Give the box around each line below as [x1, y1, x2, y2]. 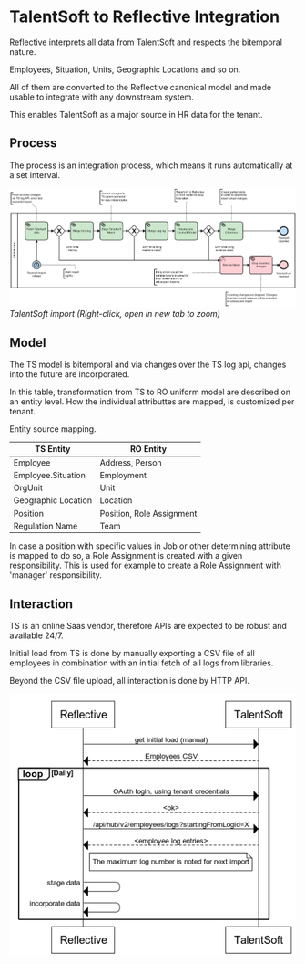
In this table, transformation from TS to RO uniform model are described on [9, 386, 291, 397]
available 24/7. [9, 630, 64, 641]
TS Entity [35, 444, 71, 455]
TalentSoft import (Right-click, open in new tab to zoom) [9, 309, 221, 320]
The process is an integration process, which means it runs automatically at [9, 160, 293, 171]
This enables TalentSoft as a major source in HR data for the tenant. [9, 109, 263, 120]
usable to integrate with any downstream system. [9, 91, 194, 102]
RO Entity [130, 444, 167, 455]
